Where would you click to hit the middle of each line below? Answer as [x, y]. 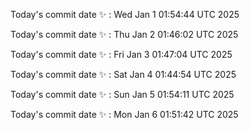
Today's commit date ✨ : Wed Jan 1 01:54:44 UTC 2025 [125, 14]
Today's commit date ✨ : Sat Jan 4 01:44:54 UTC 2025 [123, 74]
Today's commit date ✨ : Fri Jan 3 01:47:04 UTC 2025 [121, 54]
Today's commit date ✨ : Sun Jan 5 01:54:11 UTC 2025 [122, 94]
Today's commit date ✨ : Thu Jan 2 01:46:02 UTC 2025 [124, 34]
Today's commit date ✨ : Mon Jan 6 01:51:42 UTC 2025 [124, 114]
